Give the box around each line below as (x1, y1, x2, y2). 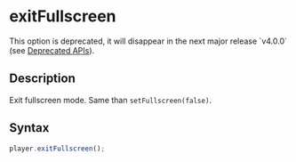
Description (9, 71, 76, 86)
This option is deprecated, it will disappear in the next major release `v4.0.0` (9, 36, 287, 46)
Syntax (9, 120, 50, 135)
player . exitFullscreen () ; (9, 144, 105, 153)
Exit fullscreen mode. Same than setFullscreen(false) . (9, 94, 212, 105)
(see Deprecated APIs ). (9, 45, 95, 55)
